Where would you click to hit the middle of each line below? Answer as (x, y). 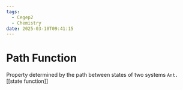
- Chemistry (27, 23)
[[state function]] (27, 81)
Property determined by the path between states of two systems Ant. (92, 75)
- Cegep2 (22, 17)
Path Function (41, 58)
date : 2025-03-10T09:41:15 (40, 28)
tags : (13, 12)
